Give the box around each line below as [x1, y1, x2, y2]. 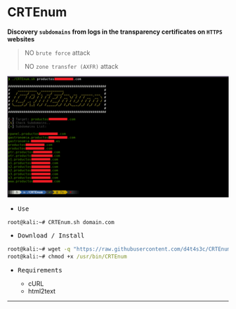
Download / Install [17, 232, 85, 239]
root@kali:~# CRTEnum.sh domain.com [7, 218, 114, 225]
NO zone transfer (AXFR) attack [24, 62, 119, 70]
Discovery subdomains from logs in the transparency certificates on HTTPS [7, 27, 223, 36]
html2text [27, 287, 56, 296]
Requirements [17, 266, 63, 275]
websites [7, 34, 35, 43]
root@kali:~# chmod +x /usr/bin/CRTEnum [7, 254, 128, 261]
